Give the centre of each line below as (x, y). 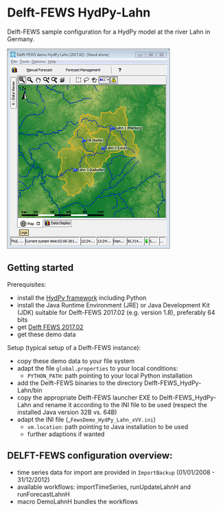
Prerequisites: (27, 284)
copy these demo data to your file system (76, 361)
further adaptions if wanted (66, 434)
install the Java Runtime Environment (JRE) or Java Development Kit (114, 305)
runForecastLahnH (43, 494)
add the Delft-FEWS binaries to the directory (80, 382)
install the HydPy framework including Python (82, 298)
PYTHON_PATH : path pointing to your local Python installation (110, 376)
